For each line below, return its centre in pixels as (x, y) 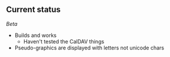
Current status (33, 10)
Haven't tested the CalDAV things (64, 41)
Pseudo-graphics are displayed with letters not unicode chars (89, 48)
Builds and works (36, 35)
